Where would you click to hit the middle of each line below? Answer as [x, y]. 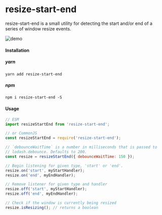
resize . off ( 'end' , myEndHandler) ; [42, 194]
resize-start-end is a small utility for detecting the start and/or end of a [79, 23]
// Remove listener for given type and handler [56, 184]
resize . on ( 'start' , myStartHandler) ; [45, 170]
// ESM [12, 119]
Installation [17, 50]
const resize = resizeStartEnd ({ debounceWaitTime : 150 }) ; [70, 156]
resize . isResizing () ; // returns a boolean [52, 207]
